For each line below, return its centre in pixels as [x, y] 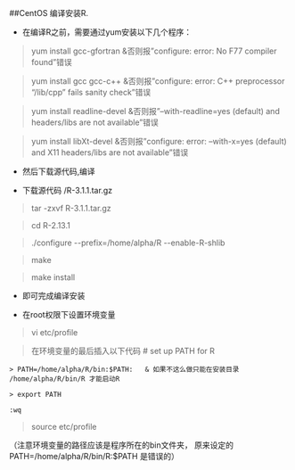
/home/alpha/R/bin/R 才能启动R [65, 379]
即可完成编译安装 [53, 296]
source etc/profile [64, 427]
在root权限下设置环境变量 [69, 314]
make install [53, 277]
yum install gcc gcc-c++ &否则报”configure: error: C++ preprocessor [158, 81]
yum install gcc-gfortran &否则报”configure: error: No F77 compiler [154, 51]
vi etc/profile [54, 332]
